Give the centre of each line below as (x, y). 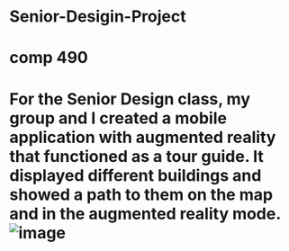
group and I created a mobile (118, 118)
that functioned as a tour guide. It (136, 156)
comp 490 (49, 58)
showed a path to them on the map (141, 194)
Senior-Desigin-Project (98, 17)
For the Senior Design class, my (130, 99)
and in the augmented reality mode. (145, 214)
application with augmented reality (143, 137)
